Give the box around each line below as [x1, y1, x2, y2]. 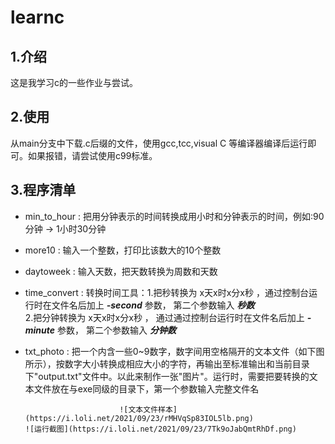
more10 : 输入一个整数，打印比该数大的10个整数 [24, 244, 222, 256]
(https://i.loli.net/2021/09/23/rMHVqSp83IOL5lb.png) [24, 413, 254, 423]
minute [24, 324, 56, 336]
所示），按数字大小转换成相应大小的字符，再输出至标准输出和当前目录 [24, 357, 310, 370]
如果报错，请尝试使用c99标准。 [27, 149, 158, 161]
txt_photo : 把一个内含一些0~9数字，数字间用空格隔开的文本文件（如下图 [24, 345, 325, 357]
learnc [10, 6, 65, 29]
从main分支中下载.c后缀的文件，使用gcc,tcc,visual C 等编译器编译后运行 [10, 137, 308, 149]
